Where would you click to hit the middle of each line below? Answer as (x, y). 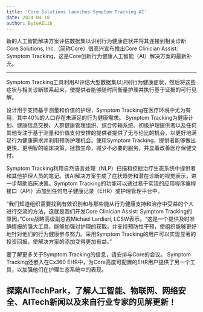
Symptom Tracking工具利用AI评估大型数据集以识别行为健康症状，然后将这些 (101, 82)
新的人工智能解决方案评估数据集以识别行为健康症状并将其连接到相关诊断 (96, 41)
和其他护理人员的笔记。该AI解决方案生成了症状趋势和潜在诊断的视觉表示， (99, 176)
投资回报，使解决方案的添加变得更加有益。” (59, 242)
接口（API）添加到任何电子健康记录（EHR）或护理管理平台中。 (85, 191)
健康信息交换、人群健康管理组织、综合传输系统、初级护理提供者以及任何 (107, 125)
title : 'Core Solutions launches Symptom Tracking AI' (77, 12)
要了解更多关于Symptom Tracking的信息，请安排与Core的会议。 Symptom (99, 255)
